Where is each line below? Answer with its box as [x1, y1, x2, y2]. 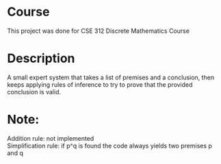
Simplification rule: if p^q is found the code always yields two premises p [7, 141, 212, 150]
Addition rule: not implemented [7, 134, 94, 142]
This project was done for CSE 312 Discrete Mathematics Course [7, 27, 190, 35]
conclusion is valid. [7, 87, 62, 96]
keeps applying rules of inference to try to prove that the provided [7, 80, 193, 89]
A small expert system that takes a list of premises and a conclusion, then [7, 73, 214, 81]
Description [7, 51, 75, 66]
